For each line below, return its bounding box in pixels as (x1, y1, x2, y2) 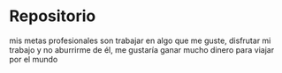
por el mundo (9, 54, 58, 64)
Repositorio (9, 6, 96, 26)
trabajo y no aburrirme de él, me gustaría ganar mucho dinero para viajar (9, 44, 275, 55)
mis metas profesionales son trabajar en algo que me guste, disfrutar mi (9, 35, 271, 46)
